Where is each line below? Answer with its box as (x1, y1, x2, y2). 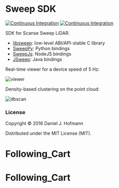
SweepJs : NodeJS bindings (12, 51, 72, 57)
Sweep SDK (5, 3, 56, 15)
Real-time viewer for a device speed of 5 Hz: (5, 66, 100, 72)
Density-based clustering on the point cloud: (5, 86, 100, 92)
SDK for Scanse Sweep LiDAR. (5, 30, 70, 36)
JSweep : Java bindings (12, 56, 63, 62)
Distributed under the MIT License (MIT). (5, 130, 91, 136)
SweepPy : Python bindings (12, 45, 70, 51)
